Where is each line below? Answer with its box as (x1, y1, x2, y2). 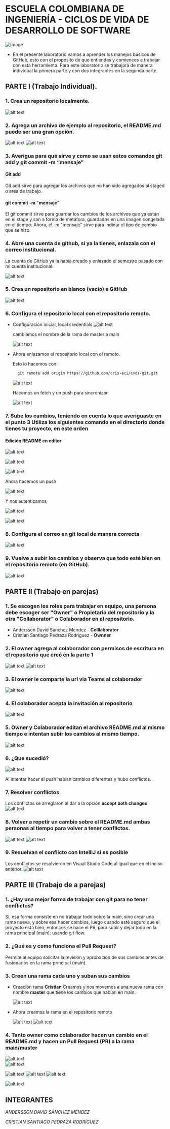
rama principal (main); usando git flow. (5, 930, 86, 936)
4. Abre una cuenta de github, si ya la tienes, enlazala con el (5, 240, 155, 247)
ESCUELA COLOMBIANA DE (5, 3, 124, 15)
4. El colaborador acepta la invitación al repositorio (5, 699, 133, 707)
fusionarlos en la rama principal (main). (5, 959, 87, 966)
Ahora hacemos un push (5, 478, 57, 484)
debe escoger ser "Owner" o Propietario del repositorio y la (5, 609, 154, 616)
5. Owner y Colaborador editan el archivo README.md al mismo (5, 724, 165, 731)
